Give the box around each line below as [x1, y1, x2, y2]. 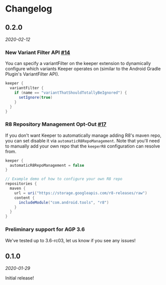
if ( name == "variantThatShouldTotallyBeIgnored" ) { [14, 90, 127, 96]
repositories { [5, 181, 37, 186]
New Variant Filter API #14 [5, 49, 70, 56]
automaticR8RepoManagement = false [10, 163, 85, 168]
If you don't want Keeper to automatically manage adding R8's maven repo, [5, 132, 162, 138]
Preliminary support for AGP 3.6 [5, 226, 85, 233]
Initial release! [5, 275, 34, 281]
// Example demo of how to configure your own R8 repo [5, 177, 123, 182]
